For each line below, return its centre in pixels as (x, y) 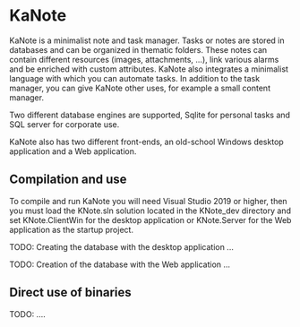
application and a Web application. (73, 151)
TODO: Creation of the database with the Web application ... (120, 264)
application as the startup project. (72, 229)
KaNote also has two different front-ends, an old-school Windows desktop (146, 142)
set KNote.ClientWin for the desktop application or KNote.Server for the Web (150, 219)
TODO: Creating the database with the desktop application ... (122, 246)
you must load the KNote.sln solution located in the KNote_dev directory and (150, 211)
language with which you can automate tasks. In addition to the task (135, 78)
